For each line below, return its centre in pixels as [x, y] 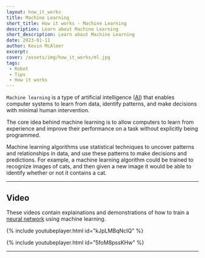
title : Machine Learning [38, 18]
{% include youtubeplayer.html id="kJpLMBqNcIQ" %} [75, 231]
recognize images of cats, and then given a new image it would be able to [99, 167]
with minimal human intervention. [48, 110]
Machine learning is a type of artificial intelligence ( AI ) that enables [91, 98]
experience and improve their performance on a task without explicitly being [102, 129]
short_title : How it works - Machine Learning [67, 23]
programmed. [23, 135]
